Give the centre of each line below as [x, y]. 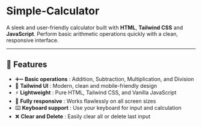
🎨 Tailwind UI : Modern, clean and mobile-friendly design [86, 85]
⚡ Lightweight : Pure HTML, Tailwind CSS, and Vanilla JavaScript [96, 92]
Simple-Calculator [53, 11]
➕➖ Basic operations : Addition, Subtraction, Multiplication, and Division [104, 79]
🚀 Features [27, 65]
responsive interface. [32, 40]
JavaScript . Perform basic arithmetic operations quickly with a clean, [92, 33]
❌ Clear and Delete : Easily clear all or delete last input [83, 116]
